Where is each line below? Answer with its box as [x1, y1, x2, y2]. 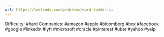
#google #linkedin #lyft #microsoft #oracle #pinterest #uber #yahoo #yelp [5, 26, 156, 32]
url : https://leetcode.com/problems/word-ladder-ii [5, 7, 113, 12]
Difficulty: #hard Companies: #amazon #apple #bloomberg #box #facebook [5, 21, 159, 27]
